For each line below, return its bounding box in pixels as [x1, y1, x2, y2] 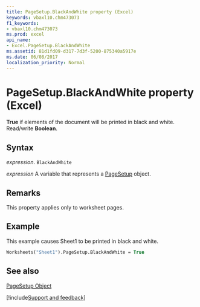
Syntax [6, 142, 34, 153]
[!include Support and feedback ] [6, 294, 86, 301]
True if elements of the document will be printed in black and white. [6, 119, 175, 126]
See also [6, 266, 39, 276]
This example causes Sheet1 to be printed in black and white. [6, 237, 159, 245]
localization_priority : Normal [6, 59, 85, 65]
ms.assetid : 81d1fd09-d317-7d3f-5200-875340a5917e [6, 48, 137, 54]
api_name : [6, 37, 31, 43]
